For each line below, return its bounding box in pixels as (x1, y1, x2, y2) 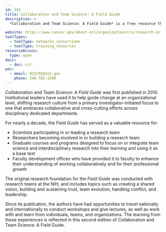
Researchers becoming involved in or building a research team (12, 134, 140, 141)
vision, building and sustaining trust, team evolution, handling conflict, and (5, 186, 157, 192)
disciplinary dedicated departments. (5, 110, 79, 116)
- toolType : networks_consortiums (9, 39, 81, 44)
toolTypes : (5, 35, 28, 39)
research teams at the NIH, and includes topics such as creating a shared (5, 181, 155, 187)
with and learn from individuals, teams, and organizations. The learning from (5, 211, 161, 217)
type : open (9, 53, 32, 58)
